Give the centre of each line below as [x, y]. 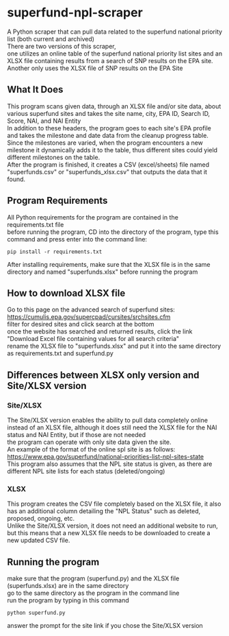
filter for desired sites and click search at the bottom [81, 325]
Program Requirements [57, 201]
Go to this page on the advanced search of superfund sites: [91, 309]
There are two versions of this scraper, [62, 46]
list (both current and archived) [51, 38]
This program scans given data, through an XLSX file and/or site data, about [114, 106]
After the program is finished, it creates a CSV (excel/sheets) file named [108, 164]
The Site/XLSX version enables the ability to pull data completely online [108, 421]
